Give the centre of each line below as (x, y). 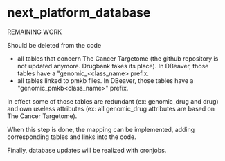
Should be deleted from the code (54, 45)
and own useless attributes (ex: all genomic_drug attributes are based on (111, 108)
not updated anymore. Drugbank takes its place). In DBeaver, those (113, 66)
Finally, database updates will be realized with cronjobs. (87, 150)
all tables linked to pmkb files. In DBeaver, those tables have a (105, 80)
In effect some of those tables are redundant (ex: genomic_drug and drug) (113, 101)
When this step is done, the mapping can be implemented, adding (101, 129)
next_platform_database (79, 13)
